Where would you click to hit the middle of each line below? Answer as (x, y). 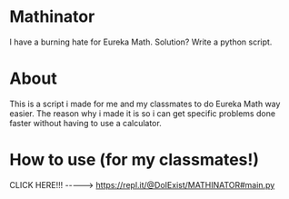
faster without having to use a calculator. (85, 123)
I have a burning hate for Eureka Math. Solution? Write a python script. (141, 42)
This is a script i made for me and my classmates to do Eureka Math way (145, 104)
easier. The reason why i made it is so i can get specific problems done (142, 113)
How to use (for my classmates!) (135, 160)
